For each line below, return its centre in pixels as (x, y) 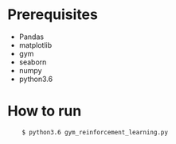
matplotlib (35, 45)
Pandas (31, 37)
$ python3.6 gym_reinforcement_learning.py (95, 132)
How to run (45, 111)
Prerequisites (53, 15)
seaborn (33, 62)
